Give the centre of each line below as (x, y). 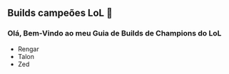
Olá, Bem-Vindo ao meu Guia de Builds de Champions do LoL (114, 33)
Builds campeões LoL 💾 (60, 13)
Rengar (28, 49)
